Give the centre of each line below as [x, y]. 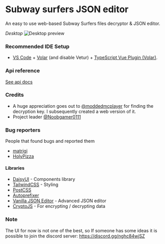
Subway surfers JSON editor [67, 9]
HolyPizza [23, 157]
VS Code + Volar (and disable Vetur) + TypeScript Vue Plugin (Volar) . [85, 57]
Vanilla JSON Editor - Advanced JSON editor [60, 201]
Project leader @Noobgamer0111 [47, 117]
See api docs [19, 82]
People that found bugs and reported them [50, 141]
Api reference [23, 71]
